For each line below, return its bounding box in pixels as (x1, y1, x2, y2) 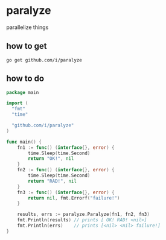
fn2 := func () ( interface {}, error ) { (17, 167, 115, 173)
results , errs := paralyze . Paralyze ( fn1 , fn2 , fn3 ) (17, 212, 150, 218)
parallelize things (6, 24, 49, 31)
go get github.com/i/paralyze (6, 57, 83, 63)
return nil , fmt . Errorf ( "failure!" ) (28, 195, 120, 201)
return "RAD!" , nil (28, 178, 77, 184)
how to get (6, 41, 47, 51)
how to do (6, 74, 44, 84)
